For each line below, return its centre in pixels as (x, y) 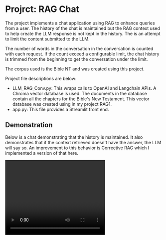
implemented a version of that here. (42, 153)
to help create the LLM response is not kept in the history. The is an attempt (83, 33)
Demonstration (29, 125)
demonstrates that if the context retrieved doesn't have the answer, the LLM (83, 142)
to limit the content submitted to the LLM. (47, 39)
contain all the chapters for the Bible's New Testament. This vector (81, 99)
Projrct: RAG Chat (42, 9)
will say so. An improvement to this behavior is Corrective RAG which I (77, 148)
